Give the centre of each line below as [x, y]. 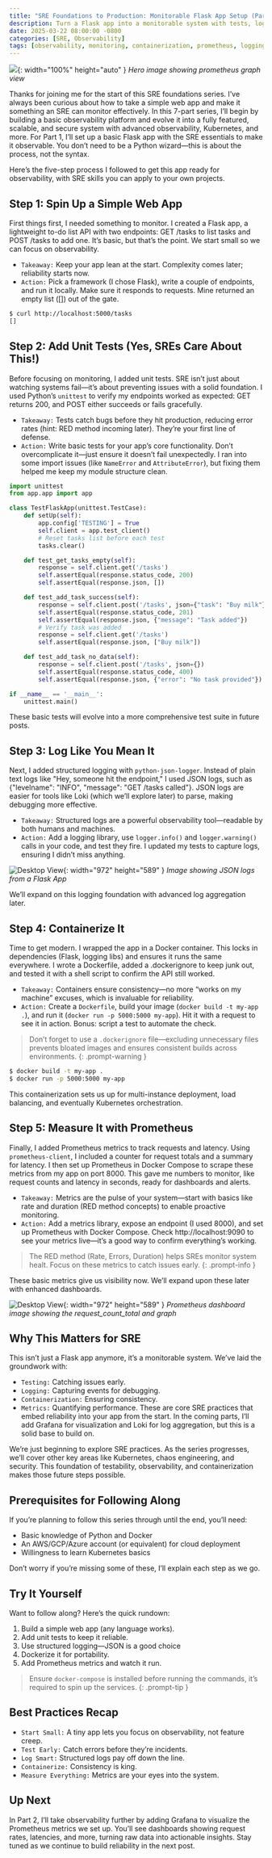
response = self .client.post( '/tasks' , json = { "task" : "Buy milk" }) [154, 605]
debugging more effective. [53, 805]
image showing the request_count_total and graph [93, 1313]
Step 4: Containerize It [67, 928]
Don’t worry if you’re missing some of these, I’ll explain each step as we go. [135, 1568]
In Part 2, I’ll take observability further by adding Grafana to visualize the [130, 1820]
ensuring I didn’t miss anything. [73, 855]
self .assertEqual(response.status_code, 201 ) [116, 612]
